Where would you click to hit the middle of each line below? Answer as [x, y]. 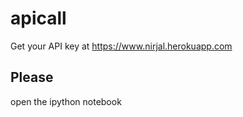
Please [32, 77]
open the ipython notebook [66, 101]
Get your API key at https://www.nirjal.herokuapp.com [121, 46]
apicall [38, 18]
